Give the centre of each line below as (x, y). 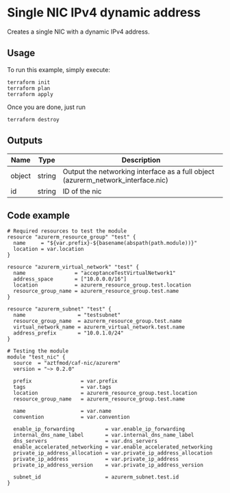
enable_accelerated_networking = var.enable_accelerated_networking (113, 447)
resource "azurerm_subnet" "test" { (59, 309)
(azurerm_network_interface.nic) (116, 180)
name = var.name (62, 411)
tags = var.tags (62, 387)
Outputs (25, 141)
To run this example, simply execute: (59, 69)
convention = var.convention (72, 417)
